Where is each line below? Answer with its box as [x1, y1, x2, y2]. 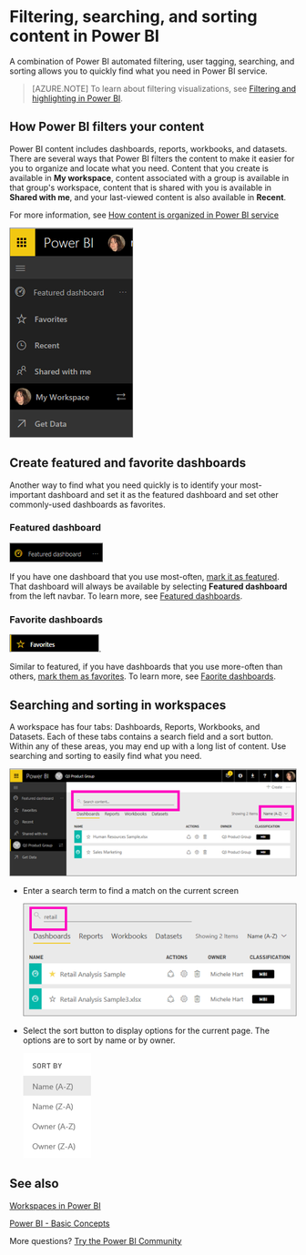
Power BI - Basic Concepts [9, 1218, 111, 1229]
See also [9, 1176, 59, 1191]
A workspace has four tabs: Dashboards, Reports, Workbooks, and [9, 721, 260, 732]
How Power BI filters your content [9, 119, 205, 135]
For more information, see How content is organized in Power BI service [9, 209, 280, 220]
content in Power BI [9, 25, 159, 46]
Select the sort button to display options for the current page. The [22, 1025, 270, 1036]
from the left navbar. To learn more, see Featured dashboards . [9, 590, 243, 602]
